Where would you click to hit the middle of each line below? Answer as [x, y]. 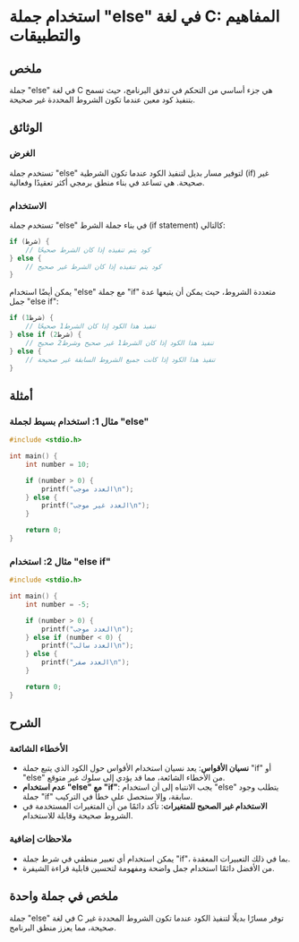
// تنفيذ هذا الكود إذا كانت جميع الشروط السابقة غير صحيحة [120, 359]
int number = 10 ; [58, 464]
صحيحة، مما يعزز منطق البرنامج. [63, 927]
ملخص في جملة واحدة [64, 897]
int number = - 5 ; [58, 604]
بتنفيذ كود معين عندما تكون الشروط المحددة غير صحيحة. [102, 99]
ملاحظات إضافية [41, 839]
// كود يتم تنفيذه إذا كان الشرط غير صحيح [94, 266]
